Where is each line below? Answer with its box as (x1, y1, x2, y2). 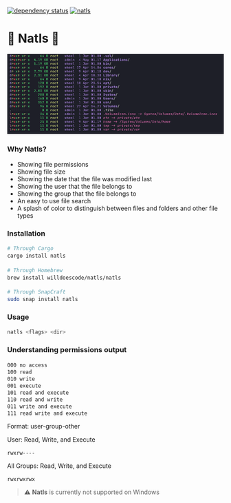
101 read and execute (7, 389, 69, 396)
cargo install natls (7, 252, 67, 259)
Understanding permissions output (7, 345, 127, 355)
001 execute (7, 382, 41, 389)
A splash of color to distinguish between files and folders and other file (16, 204, 218, 212)
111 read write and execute (7, 410, 88, 417)
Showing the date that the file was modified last (16, 174, 153, 183)
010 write (7, 376, 36, 382)
